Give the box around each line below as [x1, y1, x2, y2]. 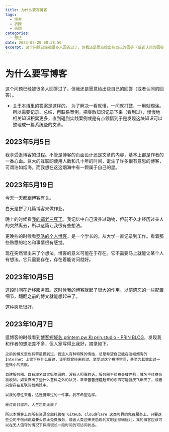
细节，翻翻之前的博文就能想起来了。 [5, 293, 80, 299]
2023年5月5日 [5, 137, 51, 146]
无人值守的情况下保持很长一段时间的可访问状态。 [12, 422, 99, 427]
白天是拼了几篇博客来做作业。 [5, 206, 67, 212]
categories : [5, 31, 30, 36]
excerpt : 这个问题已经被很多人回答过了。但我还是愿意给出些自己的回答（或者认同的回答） [5, 45, 166, 50]
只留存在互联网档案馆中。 [5, 383, 50, 388]
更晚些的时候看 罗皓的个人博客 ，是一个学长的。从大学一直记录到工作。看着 [5, 233, 159, 239]
